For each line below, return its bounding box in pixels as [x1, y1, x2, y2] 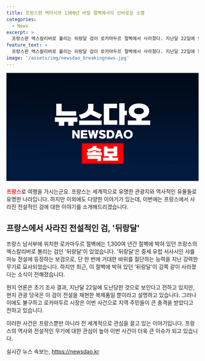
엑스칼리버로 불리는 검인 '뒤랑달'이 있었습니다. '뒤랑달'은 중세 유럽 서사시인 [6, 248, 184, 255]
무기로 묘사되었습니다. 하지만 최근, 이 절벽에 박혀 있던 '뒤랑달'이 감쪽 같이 [6, 263, 181, 271]
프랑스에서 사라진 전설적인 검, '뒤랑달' [6, 223, 140, 233]
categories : [6, 16, 37, 23]
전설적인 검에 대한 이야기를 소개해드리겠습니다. [17, 203, 129, 211]
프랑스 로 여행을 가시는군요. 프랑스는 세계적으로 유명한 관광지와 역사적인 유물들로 [6, 188, 197, 195]
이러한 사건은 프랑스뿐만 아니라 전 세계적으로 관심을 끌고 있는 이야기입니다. [6, 319, 184, 327]
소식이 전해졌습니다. [17, 271, 65, 278]
